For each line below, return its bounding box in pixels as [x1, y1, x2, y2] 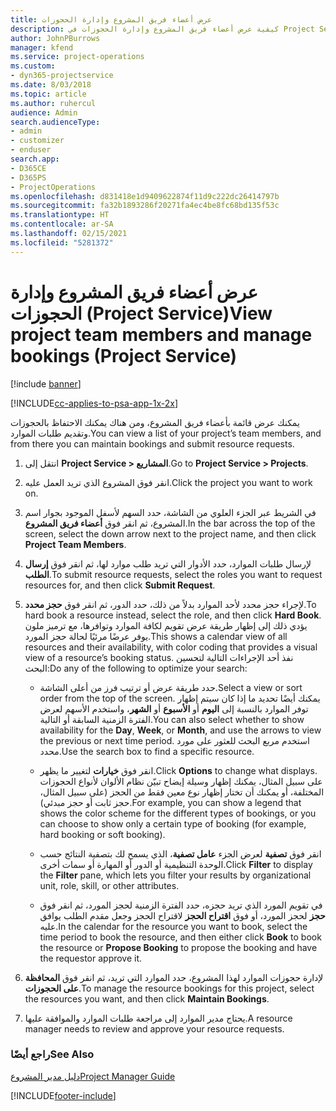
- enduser [10, 145, 52, 155]
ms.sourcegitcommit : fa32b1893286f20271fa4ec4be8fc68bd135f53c [10, 201, 280, 211]
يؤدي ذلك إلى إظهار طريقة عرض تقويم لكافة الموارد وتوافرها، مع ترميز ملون [24, 619, 308, 631]
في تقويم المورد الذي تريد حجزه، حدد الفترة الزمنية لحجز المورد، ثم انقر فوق [39, 899, 323, 911]
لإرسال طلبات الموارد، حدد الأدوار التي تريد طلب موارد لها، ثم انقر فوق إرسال [24, 557, 312, 570]
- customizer [10, 136, 65, 146]
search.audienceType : [10, 117, 101, 127]
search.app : [10, 154, 60, 164]
